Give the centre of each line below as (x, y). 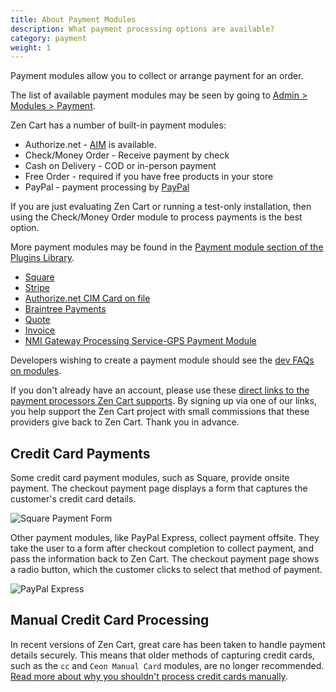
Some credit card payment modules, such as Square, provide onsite (150, 478)
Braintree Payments (65, 309)
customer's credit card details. (73, 499)
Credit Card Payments (80, 453)
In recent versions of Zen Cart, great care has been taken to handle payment (168, 644)
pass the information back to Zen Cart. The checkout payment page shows (165, 559)
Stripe (37, 288)
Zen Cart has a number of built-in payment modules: (118, 125)
